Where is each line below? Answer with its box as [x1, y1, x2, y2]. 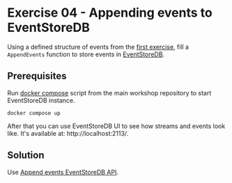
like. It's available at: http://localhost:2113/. [7, 129, 129, 137]
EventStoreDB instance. [7, 96, 75, 104]
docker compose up [7, 109, 61, 116]
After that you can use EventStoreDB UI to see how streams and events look [7, 122, 226, 130]
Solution [7, 150, 45, 161]
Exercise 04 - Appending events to [7, 5, 212, 21]
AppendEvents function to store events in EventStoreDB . [7, 50, 165, 58]
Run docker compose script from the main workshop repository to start [7, 88, 212, 97]
